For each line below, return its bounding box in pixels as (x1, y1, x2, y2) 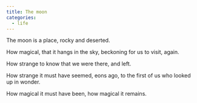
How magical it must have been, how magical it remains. (6, 90, 147, 98)
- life (12, 20, 28, 26)
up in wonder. (6, 78, 41, 85)
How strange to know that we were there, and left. (6, 60, 132, 67)
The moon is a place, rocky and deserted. (6, 37, 110, 44)
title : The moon (6, 8, 47, 15)
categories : (6, 15, 36, 21)
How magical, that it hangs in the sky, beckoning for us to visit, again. (6, 48, 180, 56)
